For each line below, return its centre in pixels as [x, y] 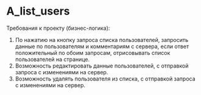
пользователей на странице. [52, 59]
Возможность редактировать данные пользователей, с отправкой [102, 66]
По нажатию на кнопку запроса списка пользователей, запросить [102, 40]
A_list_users [38, 11]
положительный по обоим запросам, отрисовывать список [93, 52]
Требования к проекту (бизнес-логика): [58, 28]
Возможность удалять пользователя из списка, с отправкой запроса [105, 79]
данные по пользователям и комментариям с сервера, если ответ [102, 46]
